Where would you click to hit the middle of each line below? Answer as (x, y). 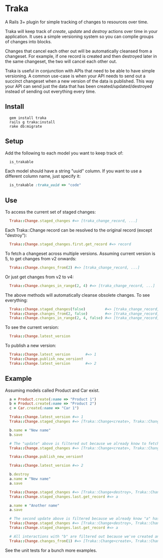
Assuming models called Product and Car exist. (52, 390)
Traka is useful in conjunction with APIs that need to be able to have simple (80, 70)
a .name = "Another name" (34, 506)
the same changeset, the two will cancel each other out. (61, 61)
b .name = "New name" (30, 430)
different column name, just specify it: (43, 176)
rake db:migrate (26, 126)
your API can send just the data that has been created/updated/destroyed (79, 86)
